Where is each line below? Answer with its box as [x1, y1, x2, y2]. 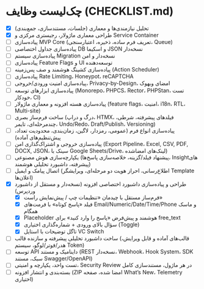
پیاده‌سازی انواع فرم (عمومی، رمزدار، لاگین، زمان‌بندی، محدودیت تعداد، [14, 126, 175, 134]
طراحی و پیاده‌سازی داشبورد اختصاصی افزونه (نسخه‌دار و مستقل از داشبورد [14, 180, 187, 188]
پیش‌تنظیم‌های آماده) [14, 133, 61, 141]
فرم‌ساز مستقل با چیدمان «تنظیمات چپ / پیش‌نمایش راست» [23, 194, 163, 201]
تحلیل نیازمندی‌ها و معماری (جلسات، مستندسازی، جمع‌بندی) [14, 24, 149, 32]
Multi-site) [14, 107, 41, 114]
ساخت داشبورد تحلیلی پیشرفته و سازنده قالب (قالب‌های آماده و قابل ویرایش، [14, 235, 190, 242]
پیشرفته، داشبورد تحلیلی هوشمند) [14, 160, 91, 167]
